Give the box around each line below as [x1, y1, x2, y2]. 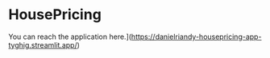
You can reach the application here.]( [8, 32, 131, 41]
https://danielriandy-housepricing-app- [131, 32, 262, 41]
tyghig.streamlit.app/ [8, 40, 78, 49]
